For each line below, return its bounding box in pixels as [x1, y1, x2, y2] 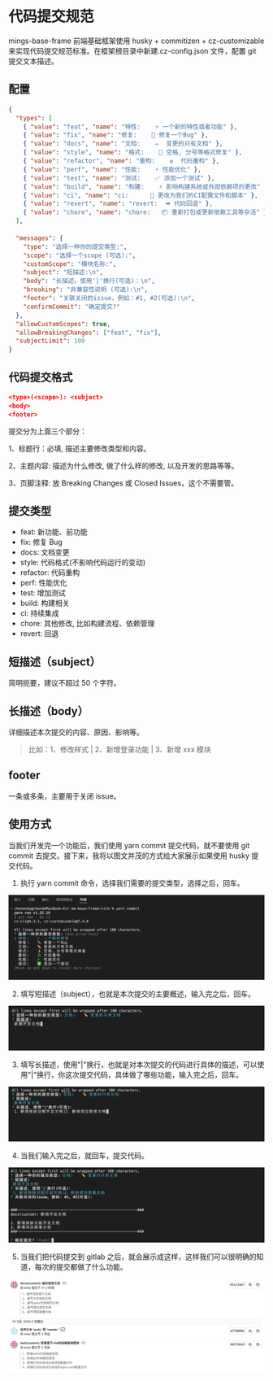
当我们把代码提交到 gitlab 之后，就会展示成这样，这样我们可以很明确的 [19, 1252, 258, 1261]
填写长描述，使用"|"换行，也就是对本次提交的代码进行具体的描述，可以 [19, 1059, 258, 1070]
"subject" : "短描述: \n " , [23, 268, 104, 277]
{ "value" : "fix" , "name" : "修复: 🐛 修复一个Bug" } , [23, 131, 209, 139]
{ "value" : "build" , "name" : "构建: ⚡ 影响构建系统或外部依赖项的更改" [23, 182, 261, 191]
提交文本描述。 [8, 56, 58, 66]
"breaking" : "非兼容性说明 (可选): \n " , [23, 285, 149, 294]
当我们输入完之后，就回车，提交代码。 [19, 1151, 149, 1161]
